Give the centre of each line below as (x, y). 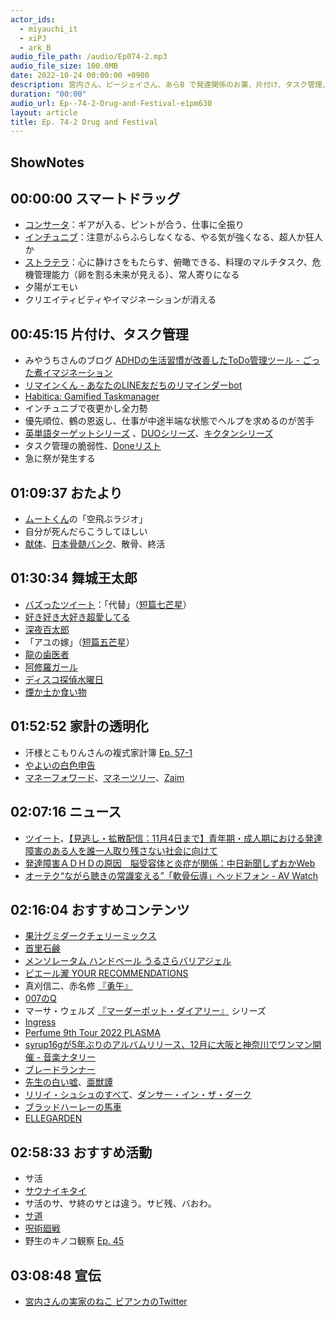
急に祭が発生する (60, 458)
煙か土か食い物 (55, 692)
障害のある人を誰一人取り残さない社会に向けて (121, 850)
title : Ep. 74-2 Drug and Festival (84, 122)
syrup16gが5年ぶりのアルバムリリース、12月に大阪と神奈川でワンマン (168, 1045)
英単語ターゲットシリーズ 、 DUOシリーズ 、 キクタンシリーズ (149, 433)
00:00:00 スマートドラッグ (95, 199)
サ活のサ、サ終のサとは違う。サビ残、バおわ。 (120, 1203)
